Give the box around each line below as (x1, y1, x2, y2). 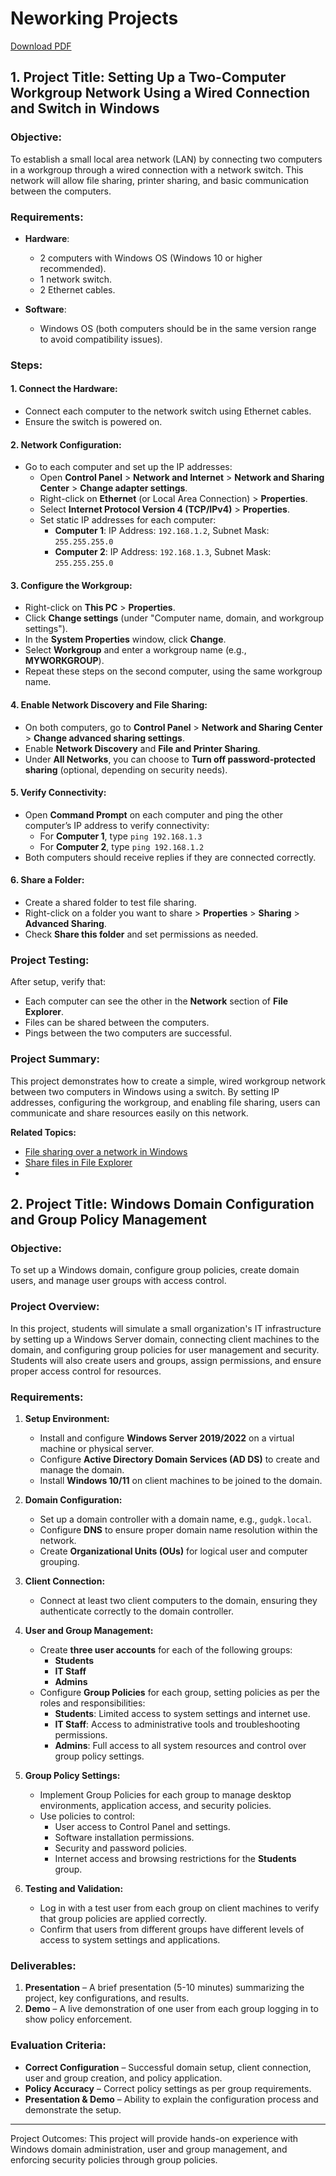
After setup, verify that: (10, 976, 107, 988)
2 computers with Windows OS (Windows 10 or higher (39, 252, 263, 264)
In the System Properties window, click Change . (24, 633, 227, 646)
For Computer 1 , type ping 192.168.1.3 (39, 830, 203, 842)
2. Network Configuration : (10, 438, 122, 451)
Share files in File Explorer (24, 1156, 133, 1168)
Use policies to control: (39, 1810, 136, 1822)
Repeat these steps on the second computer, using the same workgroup (24, 665, 323, 677)
